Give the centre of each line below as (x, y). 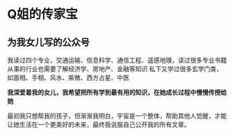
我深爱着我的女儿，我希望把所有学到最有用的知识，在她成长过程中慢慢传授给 (117, 92)
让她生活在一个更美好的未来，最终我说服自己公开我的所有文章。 (99, 125)
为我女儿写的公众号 (48, 42)
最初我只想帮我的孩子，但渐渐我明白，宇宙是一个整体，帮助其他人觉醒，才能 (117, 116)
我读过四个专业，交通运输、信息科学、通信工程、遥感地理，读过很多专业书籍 (117, 60)
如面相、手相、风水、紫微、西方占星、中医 (68, 78)
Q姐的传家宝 (42, 14)
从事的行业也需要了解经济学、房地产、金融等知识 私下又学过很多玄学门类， (115, 69)
